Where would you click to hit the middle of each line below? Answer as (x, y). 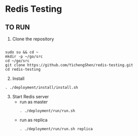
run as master (34, 102)
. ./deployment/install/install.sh (42, 87)
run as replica (34, 120)
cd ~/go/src (17, 61)
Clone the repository (33, 39)
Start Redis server (31, 96)
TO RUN (17, 27)
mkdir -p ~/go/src (24, 56)
